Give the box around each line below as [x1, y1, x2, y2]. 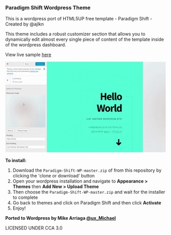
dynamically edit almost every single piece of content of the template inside [5, 36, 164, 42]
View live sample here [5, 51, 52, 58]
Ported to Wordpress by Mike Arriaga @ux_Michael [5, 215, 116, 221]
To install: [5, 158, 27, 164]
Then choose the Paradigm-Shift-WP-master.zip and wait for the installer [12, 189, 165, 195]
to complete [12, 194, 38, 200]
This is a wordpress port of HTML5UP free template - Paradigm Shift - [5, 16, 153, 22]
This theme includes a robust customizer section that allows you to [5, 31, 146, 37]
